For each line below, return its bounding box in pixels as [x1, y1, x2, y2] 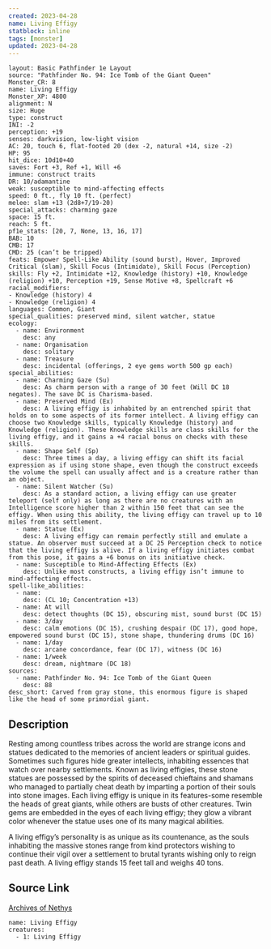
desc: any [23, 334, 57, 342]
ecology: [8, 319, 38, 328]
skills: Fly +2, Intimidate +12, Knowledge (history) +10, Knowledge [8, 270, 248, 278]
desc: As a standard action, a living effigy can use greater [23, 489, 237, 498]
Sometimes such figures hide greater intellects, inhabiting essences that [8, 755, 249, 766]
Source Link [8, 881, 70, 896]
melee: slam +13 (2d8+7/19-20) [8, 199, 114, 207]
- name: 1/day [15, 639, 63, 647]
